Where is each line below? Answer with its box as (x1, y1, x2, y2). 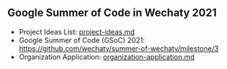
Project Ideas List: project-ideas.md (18, 27, 135, 36)
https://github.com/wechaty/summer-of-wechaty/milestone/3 (18, 43, 219, 53)
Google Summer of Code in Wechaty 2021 (7, 6, 218, 20)
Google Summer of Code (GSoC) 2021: (18, 35, 145, 45)
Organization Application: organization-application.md (18, 52, 195, 61)
